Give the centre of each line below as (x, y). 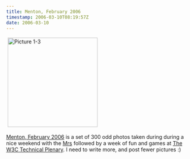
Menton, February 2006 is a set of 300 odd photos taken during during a (95, 137)
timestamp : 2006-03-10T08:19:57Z (47, 17)
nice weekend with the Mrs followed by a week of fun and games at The (94, 144)
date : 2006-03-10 (28, 23)
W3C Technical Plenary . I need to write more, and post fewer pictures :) (94, 150)
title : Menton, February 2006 (44, 12)
